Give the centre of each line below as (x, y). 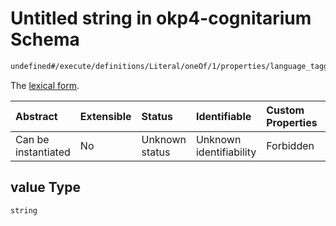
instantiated (43, 152)
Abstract (36, 116)
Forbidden (290, 145)
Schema (45, 39)
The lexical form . (45, 85)
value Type (45, 187)
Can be (32, 139)
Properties (292, 122)
